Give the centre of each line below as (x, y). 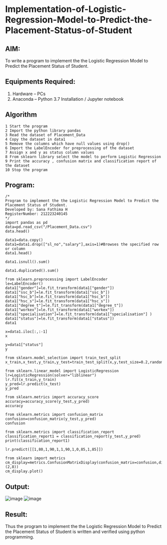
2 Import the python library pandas (43, 131)
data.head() (17, 231)
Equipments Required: (40, 82)
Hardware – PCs (29, 94)
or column (15, 249)
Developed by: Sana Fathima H (37, 210)
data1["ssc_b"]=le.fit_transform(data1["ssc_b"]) (58, 293)
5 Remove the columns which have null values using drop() (68, 144)
